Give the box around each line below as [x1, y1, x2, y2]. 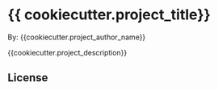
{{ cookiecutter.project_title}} [7, 6, 211, 24]
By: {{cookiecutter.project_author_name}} [7, 32, 146, 42]
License [7, 71, 48, 85]
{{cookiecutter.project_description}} [7, 47, 128, 57]
